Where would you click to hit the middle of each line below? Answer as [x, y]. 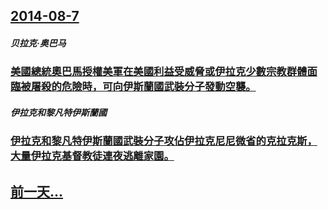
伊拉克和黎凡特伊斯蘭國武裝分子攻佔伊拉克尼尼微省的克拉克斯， [164, 141]
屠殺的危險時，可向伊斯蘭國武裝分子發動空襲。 [143, 87]
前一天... [37, 191]
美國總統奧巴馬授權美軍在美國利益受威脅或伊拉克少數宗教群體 [159, 72]
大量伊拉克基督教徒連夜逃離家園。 [92, 156]
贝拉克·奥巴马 [38, 43]
